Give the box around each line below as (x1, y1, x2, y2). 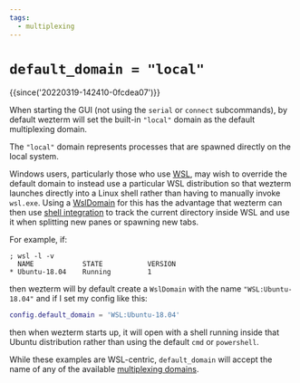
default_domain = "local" (9, 61, 205, 78)
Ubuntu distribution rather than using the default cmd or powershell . (9, 337, 260, 348)
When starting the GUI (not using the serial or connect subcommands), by (9, 105, 288, 116)
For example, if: (9, 235, 68, 245)
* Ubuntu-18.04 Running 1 (9, 268, 152, 277)
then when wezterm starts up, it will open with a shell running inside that (9, 327, 279, 338)
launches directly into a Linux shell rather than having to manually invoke (9, 187, 281, 199)
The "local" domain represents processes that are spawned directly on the (9, 141, 292, 152)
